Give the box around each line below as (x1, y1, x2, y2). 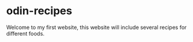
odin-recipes (6, 4, 72, 18)
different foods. (6, 30, 45, 37)
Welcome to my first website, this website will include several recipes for (6, 24, 187, 31)
